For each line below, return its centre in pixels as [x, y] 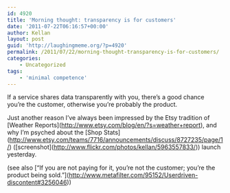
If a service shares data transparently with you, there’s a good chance [106, 97]
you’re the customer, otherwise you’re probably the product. [92, 105]
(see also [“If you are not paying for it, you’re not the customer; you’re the [111, 168]
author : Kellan [29, 33]
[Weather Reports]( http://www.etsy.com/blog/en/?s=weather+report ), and [112, 125]
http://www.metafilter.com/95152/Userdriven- [133, 175]
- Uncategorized [43, 65]
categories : [24, 59]
